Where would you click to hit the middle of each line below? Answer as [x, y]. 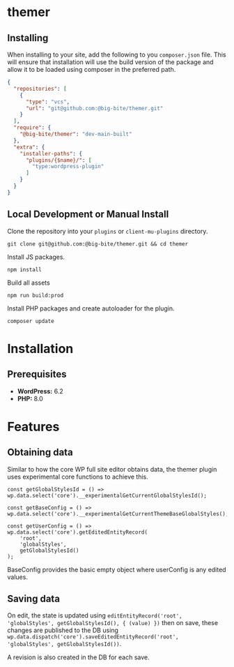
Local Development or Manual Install [88, 215]
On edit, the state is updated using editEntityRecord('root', [95, 615]
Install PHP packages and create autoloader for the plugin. [91, 308]
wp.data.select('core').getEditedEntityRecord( [78, 532]
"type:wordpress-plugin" [68, 167]
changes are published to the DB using [63, 630]
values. [17, 577]
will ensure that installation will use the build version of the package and [110, 62]
